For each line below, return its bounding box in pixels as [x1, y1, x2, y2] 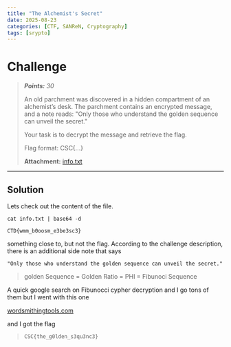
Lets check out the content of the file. [7, 202, 113, 210]
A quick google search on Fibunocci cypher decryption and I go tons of [7, 286, 210, 294]
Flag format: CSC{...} [23, 144, 84, 152]
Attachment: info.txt [23, 157, 82, 166]
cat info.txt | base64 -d [7, 215, 81, 222]
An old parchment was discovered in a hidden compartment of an [23, 95, 210, 103]
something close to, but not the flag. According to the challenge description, [7, 239, 223, 248]
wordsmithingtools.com [7, 306, 74, 315]
